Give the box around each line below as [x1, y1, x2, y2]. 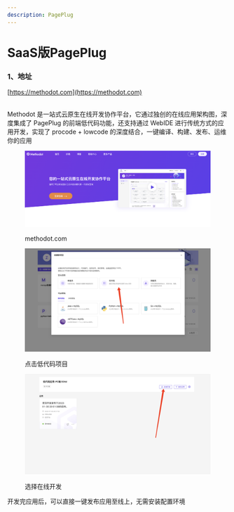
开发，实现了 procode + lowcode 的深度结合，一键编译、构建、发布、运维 [13, 127, 227, 136]
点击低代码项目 [25, 359, 68, 369]
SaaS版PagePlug [7, 44, 107, 60]
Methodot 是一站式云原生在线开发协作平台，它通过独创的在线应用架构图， [7, 110, 221, 119]
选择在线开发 [25, 482, 62, 490]
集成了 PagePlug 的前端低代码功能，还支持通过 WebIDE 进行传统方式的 [13, 119, 219, 127]
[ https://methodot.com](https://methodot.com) [7, 88, 142, 96]
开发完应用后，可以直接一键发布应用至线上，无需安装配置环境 [7, 497, 186, 506]
